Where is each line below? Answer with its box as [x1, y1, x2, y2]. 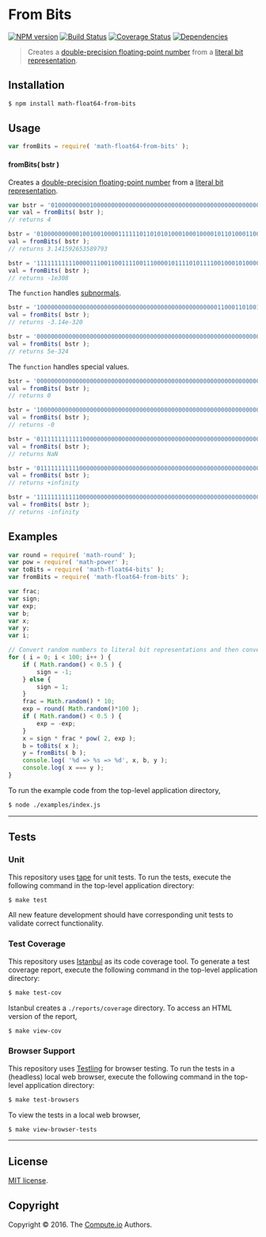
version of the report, [8, 1011, 78, 1021]
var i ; [8, 632, 30, 640]
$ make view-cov [8, 1027, 62, 1035]
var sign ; [8, 595, 41, 603]
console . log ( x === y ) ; [22, 764, 104, 772]
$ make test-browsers [8, 1096, 80, 1104]
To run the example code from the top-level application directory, [8, 785, 221, 795]
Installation [8, 79, 65, 92]
